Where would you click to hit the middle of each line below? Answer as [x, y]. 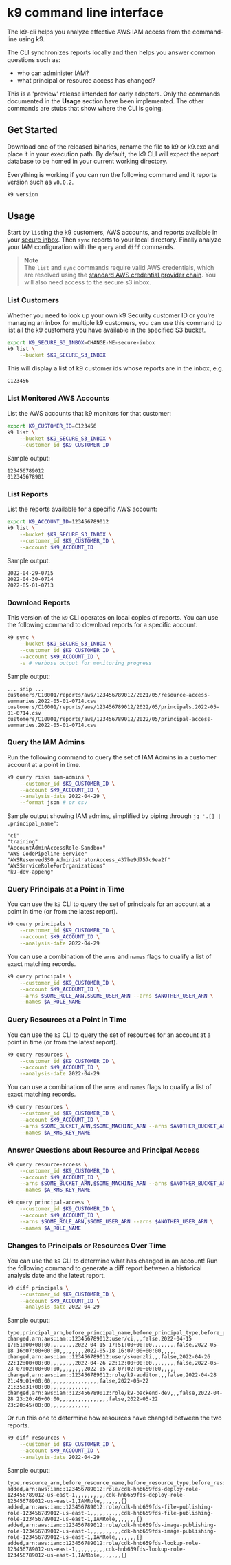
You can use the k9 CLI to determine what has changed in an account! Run [112, 1261]
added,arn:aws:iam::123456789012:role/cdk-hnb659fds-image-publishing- [112, 1525]
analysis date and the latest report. [56, 1275]
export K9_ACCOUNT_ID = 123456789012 [58, 522]
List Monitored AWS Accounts [58, 399]
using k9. [32, 39]
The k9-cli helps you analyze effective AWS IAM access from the [99, 32]
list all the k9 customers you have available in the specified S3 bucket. [107, 330]
